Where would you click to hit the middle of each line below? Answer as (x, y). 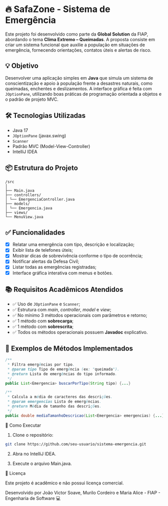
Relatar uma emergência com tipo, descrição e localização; (73, 245)
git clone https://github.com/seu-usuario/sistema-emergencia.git (76, 444)
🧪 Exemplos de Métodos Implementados (69, 348)
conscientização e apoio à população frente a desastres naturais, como (79, 83)
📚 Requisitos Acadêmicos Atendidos (64, 289)
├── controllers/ (23, 195)
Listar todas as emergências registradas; (54, 267)
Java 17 (20, 130)
